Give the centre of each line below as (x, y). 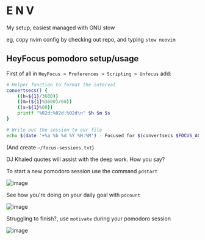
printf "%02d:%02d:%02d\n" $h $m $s (64, 113)
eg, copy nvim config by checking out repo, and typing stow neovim (91, 39)
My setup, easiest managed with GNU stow (61, 28)
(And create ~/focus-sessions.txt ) (50, 147)
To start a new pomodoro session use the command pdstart (82, 171)
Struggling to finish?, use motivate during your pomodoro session (88, 219)
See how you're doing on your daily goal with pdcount (74, 195)
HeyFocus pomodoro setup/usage (73, 59)
